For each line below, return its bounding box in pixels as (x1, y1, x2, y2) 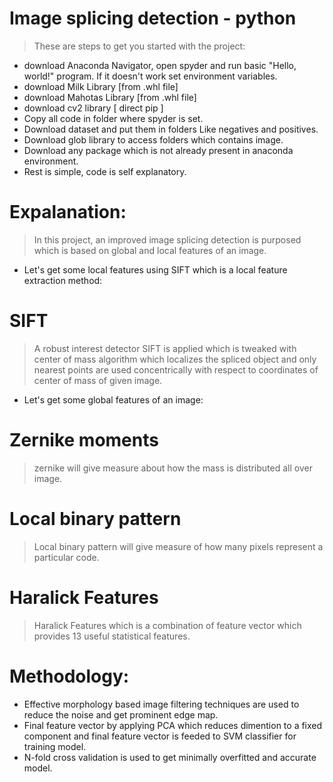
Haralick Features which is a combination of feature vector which (33, 619, 302, 631)
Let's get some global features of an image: (23, 393, 204, 406)
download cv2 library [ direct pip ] (23, 102, 164, 114)
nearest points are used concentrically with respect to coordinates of (33, 363, 319, 376)
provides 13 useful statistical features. (33, 630, 191, 642)
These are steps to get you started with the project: (33, 40, 246, 52)
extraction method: (23, 274, 103, 286)
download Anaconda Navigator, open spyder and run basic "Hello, (23, 59, 297, 71)
